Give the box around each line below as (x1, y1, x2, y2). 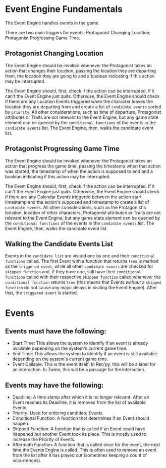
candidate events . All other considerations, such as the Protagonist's (5, 204, 146, 210)
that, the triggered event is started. (5, 290, 78, 296)
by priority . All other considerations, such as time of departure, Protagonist (5, 109, 161, 115)
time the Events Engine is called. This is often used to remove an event (12, 447, 157, 453)
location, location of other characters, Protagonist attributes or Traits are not (5, 210, 161, 216)
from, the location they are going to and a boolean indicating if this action (5, 73, 155, 79)
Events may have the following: (5, 381, 104, 390)
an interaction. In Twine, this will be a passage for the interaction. (12, 367, 146, 373)
